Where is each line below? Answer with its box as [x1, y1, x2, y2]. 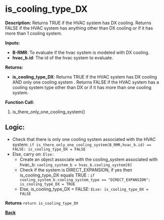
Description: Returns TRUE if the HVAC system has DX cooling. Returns [5, 20, 152, 26]
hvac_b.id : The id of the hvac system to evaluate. [12, 54, 114, 60]
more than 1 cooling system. [5, 30, 63, 36]
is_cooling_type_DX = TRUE [19, 181, 76, 186]
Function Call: [5, 99, 35, 105]
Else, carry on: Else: [12, 151, 54, 157]
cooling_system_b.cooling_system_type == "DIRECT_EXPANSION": [19, 177, 151, 182]
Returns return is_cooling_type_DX [5, 200, 79, 206]
